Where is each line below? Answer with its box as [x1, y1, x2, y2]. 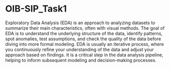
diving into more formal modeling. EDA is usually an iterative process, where [5, 41, 164, 47]
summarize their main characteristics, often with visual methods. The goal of [5, 25, 165, 31]
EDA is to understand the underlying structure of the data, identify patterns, [5, 30, 163, 36]
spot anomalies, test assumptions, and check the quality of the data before [5, 36, 161, 42]
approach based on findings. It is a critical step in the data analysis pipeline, [5, 51, 163, 58]
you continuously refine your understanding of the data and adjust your [5, 46, 154, 52]
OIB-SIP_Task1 [5, 3, 67, 15]
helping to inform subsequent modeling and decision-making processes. [5, 57, 157, 63]
